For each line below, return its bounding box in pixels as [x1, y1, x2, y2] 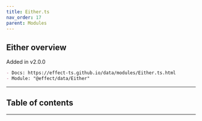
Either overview [6, 42, 67, 52]
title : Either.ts [6, 8, 50, 15]
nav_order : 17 [6, 14, 42, 20]
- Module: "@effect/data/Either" [6, 76, 90, 82]
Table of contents [6, 98, 73, 108]
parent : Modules [6, 20, 47, 26]
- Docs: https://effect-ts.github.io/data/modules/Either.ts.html [6, 70, 176, 76]
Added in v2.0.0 [6, 58, 46, 66]
